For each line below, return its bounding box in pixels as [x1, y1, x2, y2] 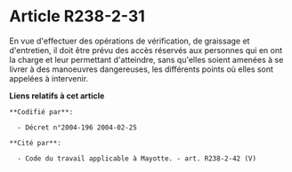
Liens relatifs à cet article [9, 90, 105, 101]
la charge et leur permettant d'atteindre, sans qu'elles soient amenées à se [9, 54, 284, 65]
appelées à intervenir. [9, 73, 89, 83]
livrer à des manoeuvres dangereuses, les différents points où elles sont [9, 64, 274, 74]
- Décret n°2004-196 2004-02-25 [17, 122, 138, 132]
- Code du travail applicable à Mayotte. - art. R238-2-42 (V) [17, 153, 256, 163]
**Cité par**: [9, 138, 62, 147]
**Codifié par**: [9, 107, 74, 116]
